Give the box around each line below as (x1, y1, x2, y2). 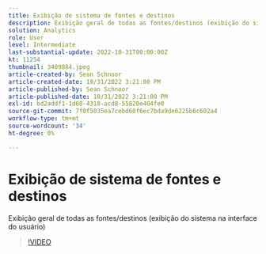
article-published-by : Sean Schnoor (8, 85, 129, 93)
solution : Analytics (8, 26, 77, 34)
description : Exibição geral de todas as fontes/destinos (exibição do (8, 19, 249, 27)
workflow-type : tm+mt (8, 115, 80, 123)
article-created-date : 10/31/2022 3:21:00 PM (8, 78, 161, 85)
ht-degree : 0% (8, 129, 55, 137)
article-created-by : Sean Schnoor (8, 70, 123, 78)
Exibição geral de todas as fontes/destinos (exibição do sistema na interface (8, 213, 257, 222)
